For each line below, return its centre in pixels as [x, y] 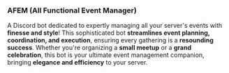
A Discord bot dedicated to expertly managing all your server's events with [115, 26]
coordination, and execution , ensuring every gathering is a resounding [111, 40]
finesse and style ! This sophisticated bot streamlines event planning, [109, 33]
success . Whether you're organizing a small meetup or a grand [99, 48]
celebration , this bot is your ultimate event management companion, [106, 55]
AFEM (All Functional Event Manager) [72, 10]
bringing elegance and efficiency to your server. [77, 63]
